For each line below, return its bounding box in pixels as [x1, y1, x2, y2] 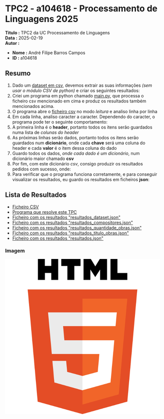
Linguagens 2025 [5, 13, 79, 25]
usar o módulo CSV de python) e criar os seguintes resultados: [12, 87, 140, 94]
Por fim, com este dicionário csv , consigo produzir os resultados [12, 161, 143, 166]
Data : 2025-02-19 [5, 35, 43, 41]
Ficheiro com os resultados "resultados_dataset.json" [12, 214, 121, 220]
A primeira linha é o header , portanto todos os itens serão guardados [12, 124, 153, 130]
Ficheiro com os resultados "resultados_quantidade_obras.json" [12, 225, 142, 230]
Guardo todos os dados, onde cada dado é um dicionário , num [12, 150, 140, 156]
